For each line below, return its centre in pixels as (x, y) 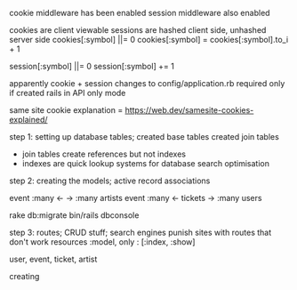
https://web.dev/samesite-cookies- (189, 110)
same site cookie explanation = (66, 110)
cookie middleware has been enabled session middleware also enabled (140, 13)
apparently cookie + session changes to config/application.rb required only (147, 83)
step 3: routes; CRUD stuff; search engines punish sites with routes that (140, 232)
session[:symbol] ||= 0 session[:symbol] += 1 (92, 66)
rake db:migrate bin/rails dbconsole (74, 215)
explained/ (28, 120)
